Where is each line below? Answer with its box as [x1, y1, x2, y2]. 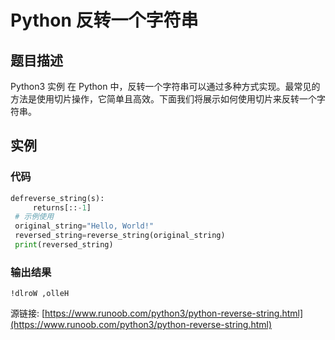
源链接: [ [10, 307, 46, 320]
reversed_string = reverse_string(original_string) [14, 231, 226, 241]
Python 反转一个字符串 [10, 9, 199, 32]
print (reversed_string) [14, 240, 114, 250]
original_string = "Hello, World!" [14, 221, 155, 231]
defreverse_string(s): [10, 193, 105, 203]
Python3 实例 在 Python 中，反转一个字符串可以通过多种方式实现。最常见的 [10, 81, 321, 92]
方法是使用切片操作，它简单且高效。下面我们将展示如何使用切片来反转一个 [10, 93, 317, 105]
